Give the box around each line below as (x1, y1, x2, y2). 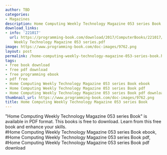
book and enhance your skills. (5, 124, 67, 130)
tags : (5, 58, 16, 63)
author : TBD (5, 7, 30, 12)
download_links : (5, 26, 39, 31)
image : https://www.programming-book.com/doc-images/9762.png (5, 44, 137, 49)
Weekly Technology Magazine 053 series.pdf (14, 40, 106, 45)
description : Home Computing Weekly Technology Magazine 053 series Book (5, 21, 162, 26)
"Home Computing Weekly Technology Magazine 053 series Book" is (5, 113, 148, 119)
